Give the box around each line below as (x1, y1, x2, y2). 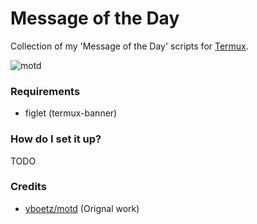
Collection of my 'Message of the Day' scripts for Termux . (10, 40, 249, 52)
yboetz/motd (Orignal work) (24, 202, 140, 214)
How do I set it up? (10, 132, 102, 146)
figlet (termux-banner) (24, 107, 118, 119)
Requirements (10, 84, 81, 98)
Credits (10, 180, 47, 194)
